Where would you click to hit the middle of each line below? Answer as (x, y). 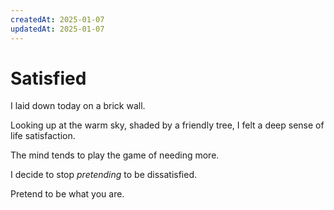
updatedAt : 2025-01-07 (57, 29)
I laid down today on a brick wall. (78, 106)
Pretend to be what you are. (67, 194)
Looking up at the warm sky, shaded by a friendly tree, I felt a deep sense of (167, 125)
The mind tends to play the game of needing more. (115, 155)
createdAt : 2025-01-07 (57, 19)
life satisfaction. (43, 136)
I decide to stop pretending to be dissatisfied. (104, 175)
